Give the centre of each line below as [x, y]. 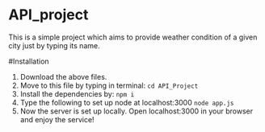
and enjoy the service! [57, 119]
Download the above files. [63, 76]
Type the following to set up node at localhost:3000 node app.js [127, 102]
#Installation [29, 61]
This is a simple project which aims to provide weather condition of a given [133, 37]
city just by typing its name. [54, 45]
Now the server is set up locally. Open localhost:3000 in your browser [136, 111]
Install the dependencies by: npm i [77, 93]
